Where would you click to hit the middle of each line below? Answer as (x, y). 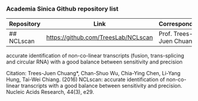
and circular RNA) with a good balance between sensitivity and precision (94, 62)
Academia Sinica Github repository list (62, 9)
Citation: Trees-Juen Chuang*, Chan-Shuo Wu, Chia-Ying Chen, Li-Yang (93, 73)
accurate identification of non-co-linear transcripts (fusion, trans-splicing (95, 56)
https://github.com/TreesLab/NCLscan (100, 38)
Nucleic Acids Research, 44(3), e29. (50, 92)
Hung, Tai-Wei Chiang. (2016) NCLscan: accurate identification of (85, 80)
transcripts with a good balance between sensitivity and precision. (102, 86)
